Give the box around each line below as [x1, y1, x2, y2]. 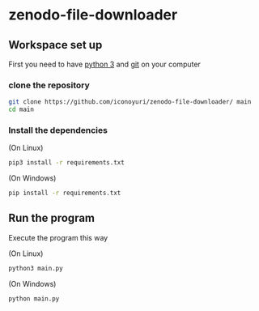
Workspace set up [8, 38, 103, 52]
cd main [8, 105, 35, 114]
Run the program [8, 211, 96, 225]
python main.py [8, 294, 60, 303]
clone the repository [8, 79, 91, 91]
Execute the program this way [8, 232, 108, 242]
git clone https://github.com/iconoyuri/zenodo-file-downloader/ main [8, 98, 252, 106]
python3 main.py [8, 264, 63, 272]
